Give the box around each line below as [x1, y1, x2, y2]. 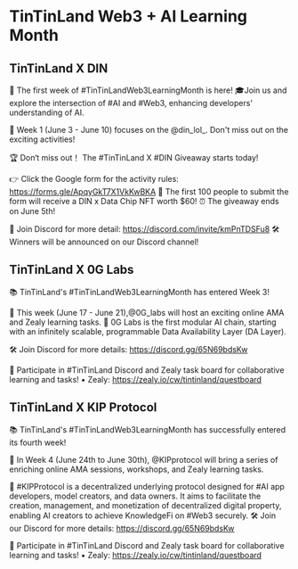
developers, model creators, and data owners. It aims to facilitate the [9, 491, 262, 501]
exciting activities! [9, 134, 76, 144]
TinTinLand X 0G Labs [9, 262, 134, 277]
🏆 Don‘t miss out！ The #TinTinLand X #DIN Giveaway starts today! [9, 153, 259, 162]
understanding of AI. [9, 107, 85, 118]
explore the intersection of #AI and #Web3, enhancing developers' [9, 98, 254, 108]
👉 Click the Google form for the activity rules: [9, 174, 180, 184]
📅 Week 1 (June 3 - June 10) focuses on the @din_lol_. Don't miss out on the [9, 125, 289, 135]
